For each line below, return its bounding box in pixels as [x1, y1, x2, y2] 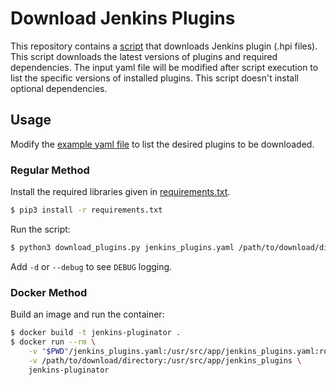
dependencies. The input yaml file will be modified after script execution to [10, 61, 319, 73]
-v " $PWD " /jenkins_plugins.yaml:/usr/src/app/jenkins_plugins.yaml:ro [28, 346, 329, 356]
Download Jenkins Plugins [10, 7, 236, 30]
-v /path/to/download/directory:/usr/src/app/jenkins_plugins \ [28, 355, 302, 366]
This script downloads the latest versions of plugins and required [10, 50, 278, 62]
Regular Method [10, 163, 90, 177]
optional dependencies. [10, 82, 108, 94]
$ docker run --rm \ [10, 337, 97, 347]
